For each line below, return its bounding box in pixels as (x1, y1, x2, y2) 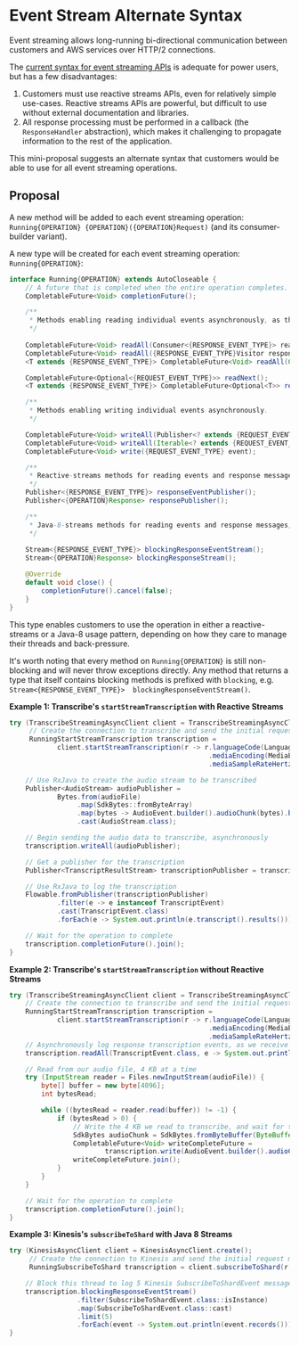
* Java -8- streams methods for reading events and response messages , (28, 521, 293, 529)
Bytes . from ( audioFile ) (56, 792, 141, 801)
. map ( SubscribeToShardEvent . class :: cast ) (77, 1303, 233, 1313)
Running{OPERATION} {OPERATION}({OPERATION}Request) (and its (9, 221, 238, 232)
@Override (25, 570, 62, 579)
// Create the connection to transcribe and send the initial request (25, 999, 293, 1008)
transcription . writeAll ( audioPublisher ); (25, 841, 181, 850)
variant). (36, 231, 68, 242)
